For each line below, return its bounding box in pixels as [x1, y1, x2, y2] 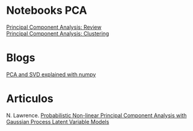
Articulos [6, 92, 54, 106]
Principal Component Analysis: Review [6, 23, 102, 31]
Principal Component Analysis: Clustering [6, 29, 109, 37]
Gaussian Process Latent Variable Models [6, 118, 109, 125]
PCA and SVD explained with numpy [6, 70, 96, 78]
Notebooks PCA [6, 4, 87, 17]
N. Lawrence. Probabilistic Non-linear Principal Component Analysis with [6, 112, 187, 119]
